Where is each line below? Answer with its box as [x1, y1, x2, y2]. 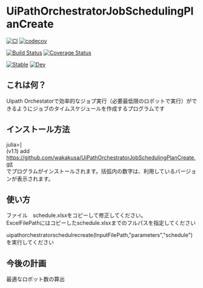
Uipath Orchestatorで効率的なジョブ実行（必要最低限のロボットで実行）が [6, 97, 192, 105]
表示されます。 [16, 175, 54, 182]
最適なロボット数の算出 [6, 275, 65, 283]
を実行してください [6, 239, 55, 246]
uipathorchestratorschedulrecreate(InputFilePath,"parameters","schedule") [6, 231, 193, 239]
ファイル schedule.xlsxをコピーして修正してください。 [6, 211, 147, 219]
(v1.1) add [6, 147, 30, 154]
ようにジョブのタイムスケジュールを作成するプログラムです [16, 105, 165, 112]
